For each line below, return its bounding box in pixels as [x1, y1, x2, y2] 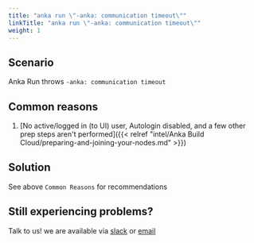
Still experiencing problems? [8, 205, 154, 218]
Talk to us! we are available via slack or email [8, 226, 156, 235]
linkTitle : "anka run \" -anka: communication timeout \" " [8, 19, 201, 27]
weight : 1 [8, 26, 41, 34]
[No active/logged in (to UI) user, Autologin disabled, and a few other [19, 121, 246, 130]
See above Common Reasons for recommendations [8, 182, 168, 191]
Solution [8, 160, 51, 175]
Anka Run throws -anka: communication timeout [8, 77, 166, 87]
